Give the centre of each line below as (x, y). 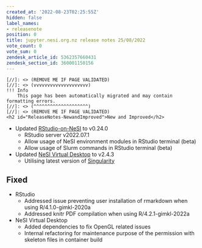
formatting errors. (31, 101)
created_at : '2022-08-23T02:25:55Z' (53, 12)
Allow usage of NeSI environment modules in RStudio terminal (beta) (110, 141)
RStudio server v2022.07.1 (57, 135)
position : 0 (21, 35)
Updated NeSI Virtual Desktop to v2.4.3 (64, 154)
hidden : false (24, 18)
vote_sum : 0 (21, 52)
